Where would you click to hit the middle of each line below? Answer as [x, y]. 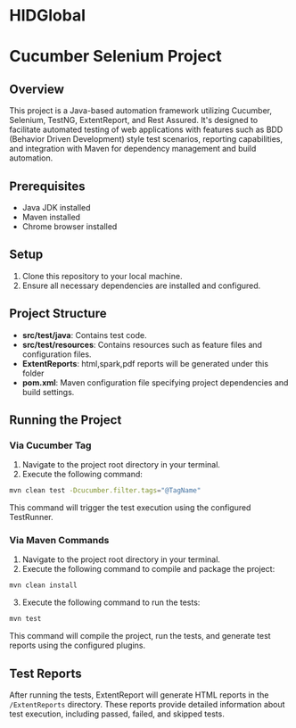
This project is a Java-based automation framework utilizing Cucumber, [141, 111]
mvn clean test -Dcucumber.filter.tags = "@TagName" [105, 491]
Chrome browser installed [70, 227]
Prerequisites [47, 186]
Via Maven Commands [59, 541]
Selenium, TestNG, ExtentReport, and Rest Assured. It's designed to [134, 120]
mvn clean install [43, 585]
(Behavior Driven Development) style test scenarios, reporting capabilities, [146, 139]
